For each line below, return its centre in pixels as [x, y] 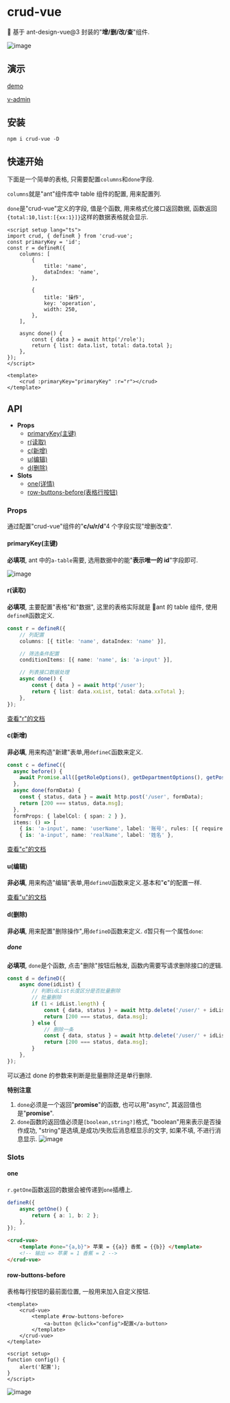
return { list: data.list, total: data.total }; [102, 346]
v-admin [19, 99]
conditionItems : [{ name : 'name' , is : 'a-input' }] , [96, 660]
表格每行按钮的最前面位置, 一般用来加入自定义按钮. [79, 1292]
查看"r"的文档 [26, 718]
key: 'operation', [70, 304]
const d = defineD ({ [37, 978]
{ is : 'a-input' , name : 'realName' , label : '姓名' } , [97, 835]
